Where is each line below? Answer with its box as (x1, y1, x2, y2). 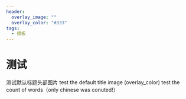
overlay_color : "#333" (11, 20, 67, 25)
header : (6, 8, 25, 15)
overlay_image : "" (11, 14, 57, 20)
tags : (6, 25, 19, 31)
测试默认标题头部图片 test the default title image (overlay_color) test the (6, 79, 180, 86)
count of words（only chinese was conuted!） (6, 87, 119, 94)
